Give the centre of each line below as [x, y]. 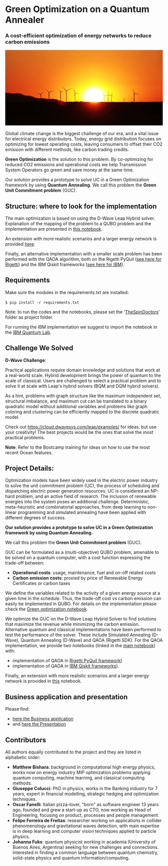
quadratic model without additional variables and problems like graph [76, 406]
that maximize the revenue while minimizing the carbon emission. [72, 624]
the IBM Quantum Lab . [28, 332]
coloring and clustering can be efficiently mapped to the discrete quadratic [82, 412]
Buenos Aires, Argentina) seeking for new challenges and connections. [85, 847]
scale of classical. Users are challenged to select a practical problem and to [83, 380]
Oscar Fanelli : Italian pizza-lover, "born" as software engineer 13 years [85, 805]
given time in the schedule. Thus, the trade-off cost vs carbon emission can [83, 599]
